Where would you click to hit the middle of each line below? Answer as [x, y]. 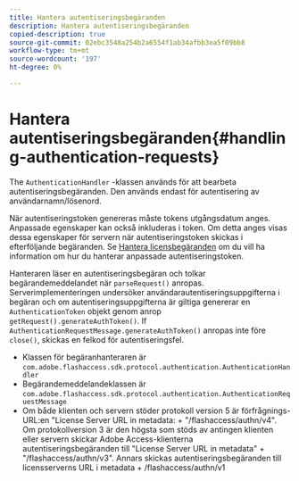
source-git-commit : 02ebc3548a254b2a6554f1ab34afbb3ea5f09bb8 [127, 42]
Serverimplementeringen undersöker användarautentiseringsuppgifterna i [145, 292]
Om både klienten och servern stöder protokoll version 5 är [131, 411]
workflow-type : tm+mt [50, 51]
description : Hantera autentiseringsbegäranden [100, 26]
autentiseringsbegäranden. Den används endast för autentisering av [135, 191]
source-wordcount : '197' [55, 59]
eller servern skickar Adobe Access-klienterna [108, 439]
